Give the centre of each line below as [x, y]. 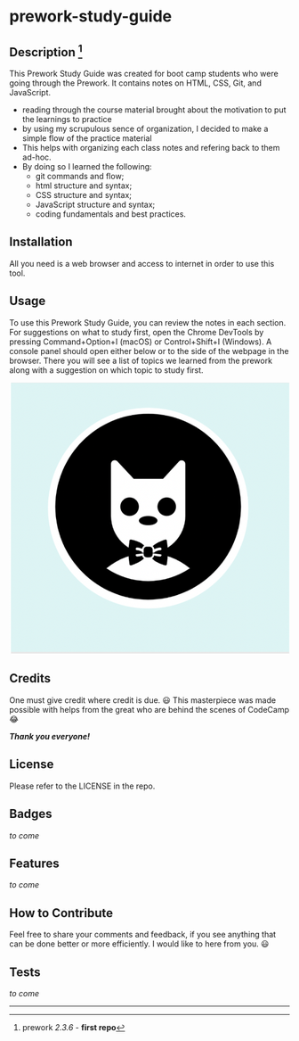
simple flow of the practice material [87, 138]
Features [34, 863]
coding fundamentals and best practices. [111, 214]
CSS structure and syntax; [83, 195]
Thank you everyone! [50, 736]
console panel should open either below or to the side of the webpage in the [149, 351]
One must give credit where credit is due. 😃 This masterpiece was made [143, 700]
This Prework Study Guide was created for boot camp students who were [144, 74]
